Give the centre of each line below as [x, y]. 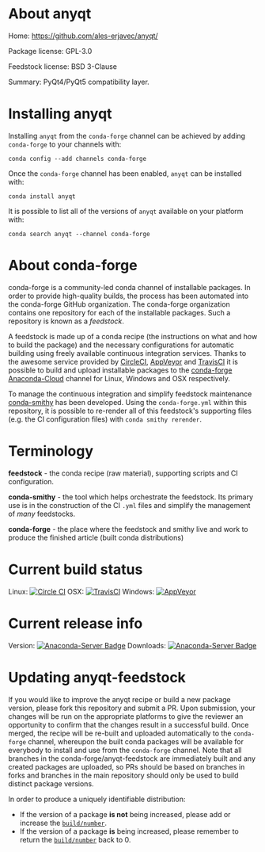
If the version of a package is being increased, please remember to [129, 831]
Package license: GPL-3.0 [50, 51]
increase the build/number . [63, 823]
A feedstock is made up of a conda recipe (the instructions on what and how [133, 336]
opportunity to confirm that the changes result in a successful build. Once [129, 724]
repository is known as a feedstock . [66, 321]
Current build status [76, 569]
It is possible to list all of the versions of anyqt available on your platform [126, 211]
